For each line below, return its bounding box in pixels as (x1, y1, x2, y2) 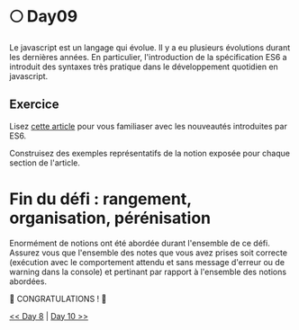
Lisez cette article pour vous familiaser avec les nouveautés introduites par (9, 120, 288, 131)
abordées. (9, 275, 48, 287)
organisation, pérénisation (9, 208, 212, 228)
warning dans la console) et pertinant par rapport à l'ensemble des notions (9, 266, 286, 277)
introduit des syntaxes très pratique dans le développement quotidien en (9, 61, 279, 72)
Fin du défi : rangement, (9, 189, 192, 209)
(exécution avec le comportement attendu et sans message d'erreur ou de (9, 256, 285, 267)
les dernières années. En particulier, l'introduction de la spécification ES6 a (9, 51, 287, 62)
